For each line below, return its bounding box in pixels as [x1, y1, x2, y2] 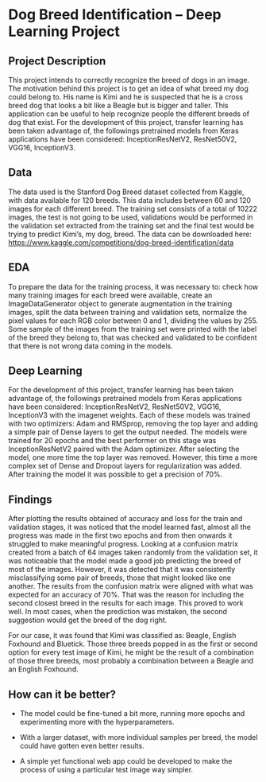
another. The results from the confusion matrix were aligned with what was [8, 582, 254, 591]
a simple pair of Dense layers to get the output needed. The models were [8, 427, 248, 437]
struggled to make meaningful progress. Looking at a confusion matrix [8, 539, 238, 549]
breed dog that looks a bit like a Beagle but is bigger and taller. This [8, 101, 229, 110]
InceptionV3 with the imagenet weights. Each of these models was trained [8, 410, 251, 420]
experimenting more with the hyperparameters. [19, 718, 175, 727]
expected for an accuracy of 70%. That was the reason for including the [8, 590, 245, 600]
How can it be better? [8, 687, 117, 701]
